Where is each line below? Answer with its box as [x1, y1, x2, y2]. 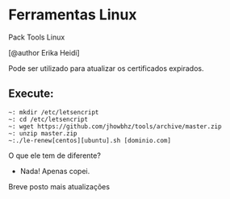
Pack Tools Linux [8, 32, 65, 42]
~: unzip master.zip [8, 129, 78, 138]
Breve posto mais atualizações [8, 181, 111, 191]
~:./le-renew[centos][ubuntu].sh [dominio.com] [8, 136, 172, 144]
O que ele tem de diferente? [8, 151, 101, 160]
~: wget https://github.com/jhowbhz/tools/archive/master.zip [8, 122, 222, 131]
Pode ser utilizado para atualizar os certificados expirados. [8, 63, 204, 73]
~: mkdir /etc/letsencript [8, 108, 99, 116]
